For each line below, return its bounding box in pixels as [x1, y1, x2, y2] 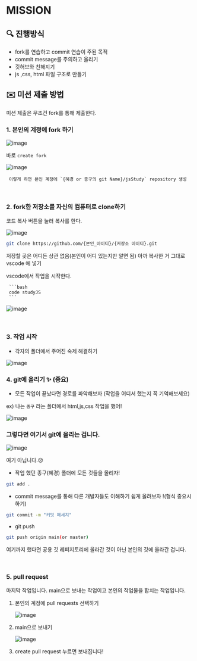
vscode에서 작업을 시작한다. [6, 272, 72, 280]
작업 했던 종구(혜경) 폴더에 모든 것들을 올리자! [14, 469, 120, 476]
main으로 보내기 [14, 623, 52, 631]
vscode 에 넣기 [6, 260, 42, 267]
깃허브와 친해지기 [14, 63, 55, 70]
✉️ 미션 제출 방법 [6, 90, 64, 100]
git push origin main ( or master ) [6, 534, 89, 540]
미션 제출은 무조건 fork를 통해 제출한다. [6, 109, 97, 116]
